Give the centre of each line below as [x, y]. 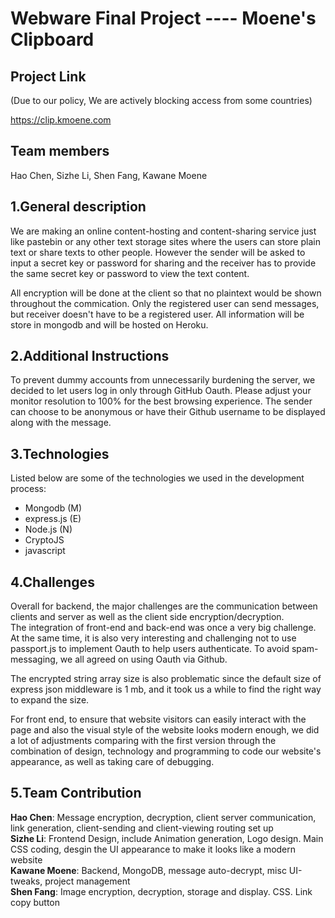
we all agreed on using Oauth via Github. [143, 659]
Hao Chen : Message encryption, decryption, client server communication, [163, 817]
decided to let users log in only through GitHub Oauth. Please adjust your [161, 391]
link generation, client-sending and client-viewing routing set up [142, 828]
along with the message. [61, 423]
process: [28, 489]
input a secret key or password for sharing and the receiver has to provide [163, 263]
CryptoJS [44, 540]
